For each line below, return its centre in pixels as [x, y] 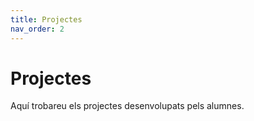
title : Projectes [46, 19]
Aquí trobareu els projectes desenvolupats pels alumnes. [127, 106]
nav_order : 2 [37, 29]
